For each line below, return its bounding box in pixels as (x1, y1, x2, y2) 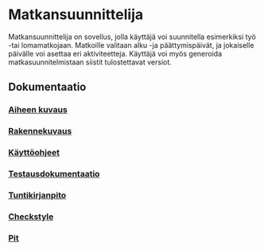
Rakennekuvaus (8, 126, 72, 137)
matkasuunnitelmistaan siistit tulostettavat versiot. (8, 57, 173, 67)
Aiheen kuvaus (8, 104, 68, 115)
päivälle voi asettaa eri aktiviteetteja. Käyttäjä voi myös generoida (8, 49, 223, 58)
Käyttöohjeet (8, 147, 60, 158)
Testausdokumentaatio (8, 169, 100, 180)
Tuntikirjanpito (8, 189, 67, 201)
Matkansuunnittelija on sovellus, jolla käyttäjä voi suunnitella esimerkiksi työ (8, 32, 256, 41)
